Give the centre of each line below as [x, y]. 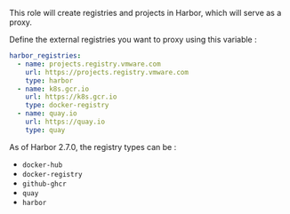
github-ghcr [44, 184]
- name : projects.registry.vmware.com [89, 64]
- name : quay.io [47, 114]
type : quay [45, 130]
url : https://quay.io [65, 122]
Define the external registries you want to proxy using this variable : [133, 40]
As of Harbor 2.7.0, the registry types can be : [93, 147]
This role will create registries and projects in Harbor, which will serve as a [145, 13]
